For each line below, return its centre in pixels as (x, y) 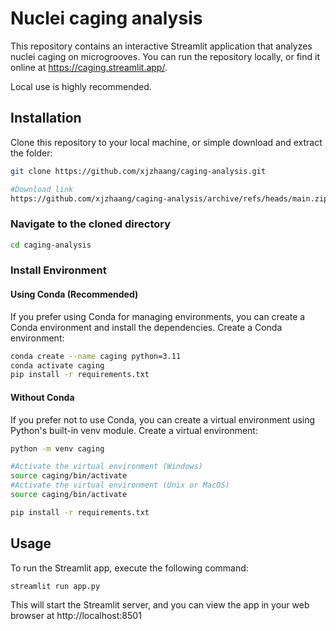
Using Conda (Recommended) (74, 294)
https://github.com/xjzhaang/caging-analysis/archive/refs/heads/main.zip (169, 198)
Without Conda (42, 397)
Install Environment (58, 270)
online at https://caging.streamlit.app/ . (89, 67)
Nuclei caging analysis (106, 18)
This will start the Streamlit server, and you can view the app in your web (160, 605)
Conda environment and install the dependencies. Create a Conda (146, 327)
